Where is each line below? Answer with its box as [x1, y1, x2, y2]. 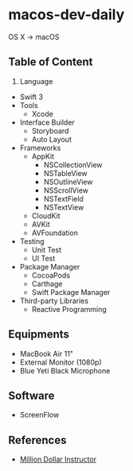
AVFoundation [31, 228, 78, 237]
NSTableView [43, 168, 88, 178]
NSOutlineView [43, 177, 93, 186]
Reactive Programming [31, 304, 108, 313]
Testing [19, 236, 45, 245]
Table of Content [8, 55, 93, 69]
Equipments [8, 328, 70, 341]
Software [8, 389, 55, 402]
